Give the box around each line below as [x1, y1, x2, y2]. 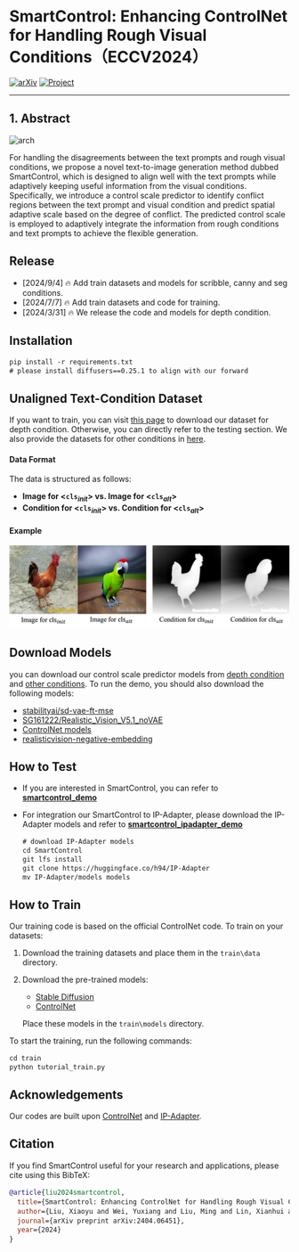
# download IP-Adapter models [21, 838, 135, 847]
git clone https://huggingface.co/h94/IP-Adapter [21, 864, 211, 873]
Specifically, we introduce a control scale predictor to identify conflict [9, 190, 264, 200]
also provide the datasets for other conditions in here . [9, 434, 206, 445]
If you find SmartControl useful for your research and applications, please [9, 1160, 279, 1171]
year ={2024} [17, 1225, 62, 1235]
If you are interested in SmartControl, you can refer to [21, 782, 219, 794]
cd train [9, 1054, 42, 1063]
